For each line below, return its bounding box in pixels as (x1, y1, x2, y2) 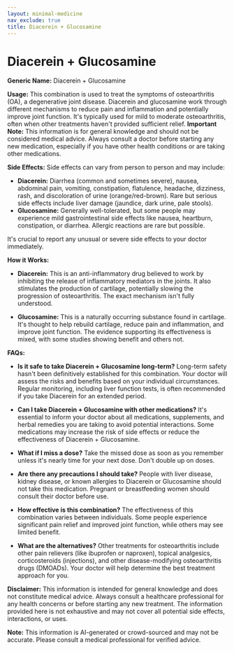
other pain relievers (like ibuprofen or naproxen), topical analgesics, (17, 549, 212, 557)
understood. (17, 299, 53, 308)
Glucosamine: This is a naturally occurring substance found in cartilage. (17, 313, 226, 321)
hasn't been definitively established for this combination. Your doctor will (17, 370, 228, 378)
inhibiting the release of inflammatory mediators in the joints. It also (17, 277, 212, 286)
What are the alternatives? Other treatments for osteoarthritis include (17, 542, 219, 550)
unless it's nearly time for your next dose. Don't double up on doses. (17, 456, 215, 465)
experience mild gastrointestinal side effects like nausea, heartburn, (17, 214, 213, 223)
